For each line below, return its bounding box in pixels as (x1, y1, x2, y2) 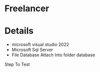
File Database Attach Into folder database (11, 52, 96, 58)
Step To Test (4, 62, 30, 68)
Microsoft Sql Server (11, 47, 53, 53)
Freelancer (4, 3, 49, 14)
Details (4, 25, 34, 37)
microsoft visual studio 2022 (11, 42, 69, 48)
